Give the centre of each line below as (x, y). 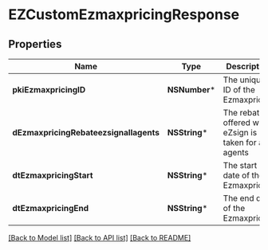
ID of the (239, 90)
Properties (35, 44)
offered (237, 123)
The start (240, 165)
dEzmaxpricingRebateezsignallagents (86, 133)
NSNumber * (191, 90)
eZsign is (240, 133)
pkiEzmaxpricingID (49, 90)
